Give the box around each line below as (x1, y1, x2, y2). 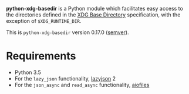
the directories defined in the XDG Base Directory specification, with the (6, 11, 181, 18)
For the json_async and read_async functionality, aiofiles (14, 81, 150, 88)
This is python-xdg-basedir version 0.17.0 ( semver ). (6, 29, 129, 36)
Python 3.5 (14, 69, 41, 76)
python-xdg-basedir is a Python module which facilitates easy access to (6, 5, 183, 12)
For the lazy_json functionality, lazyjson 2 (14, 75, 116, 82)
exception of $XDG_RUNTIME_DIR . (6, 18, 82, 24)
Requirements (6, 49, 76, 63)
